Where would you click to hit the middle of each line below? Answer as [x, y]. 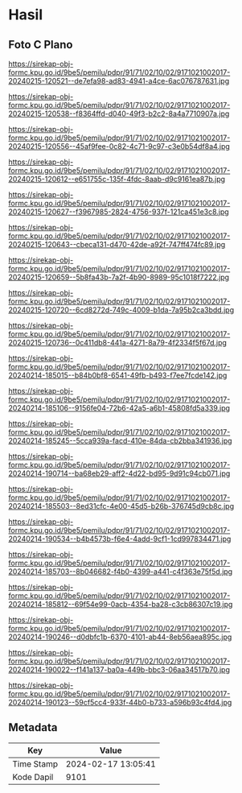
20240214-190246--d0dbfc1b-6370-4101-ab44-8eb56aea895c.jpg [120, 637]
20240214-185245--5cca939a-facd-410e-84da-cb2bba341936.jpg [120, 441]
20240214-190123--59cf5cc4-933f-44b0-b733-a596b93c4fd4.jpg [120, 702]
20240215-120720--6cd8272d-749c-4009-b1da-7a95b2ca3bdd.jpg [121, 310]
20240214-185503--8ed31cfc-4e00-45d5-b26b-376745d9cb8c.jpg [121, 506]
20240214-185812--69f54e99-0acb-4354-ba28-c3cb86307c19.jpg [121, 604]
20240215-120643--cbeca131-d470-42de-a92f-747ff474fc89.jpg [117, 244]
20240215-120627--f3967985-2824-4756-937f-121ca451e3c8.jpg [119, 212]
